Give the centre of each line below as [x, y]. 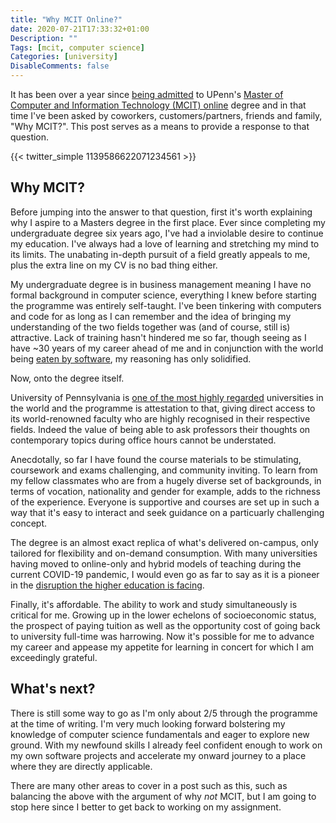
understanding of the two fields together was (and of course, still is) [150, 327]
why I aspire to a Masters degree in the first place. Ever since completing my [168, 222]
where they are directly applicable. [81, 766]
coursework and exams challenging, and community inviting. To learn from [164, 470]
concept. [29, 523]
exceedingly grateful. [54, 657]
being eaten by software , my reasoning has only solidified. [131, 358]
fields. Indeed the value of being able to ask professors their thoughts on [160, 429]
